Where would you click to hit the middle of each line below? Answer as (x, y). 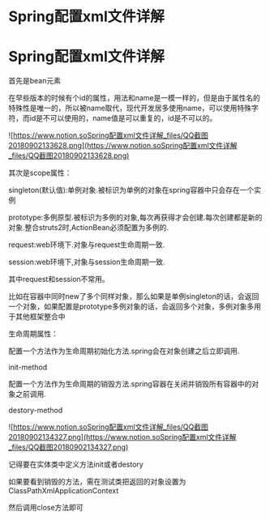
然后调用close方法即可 (46, 508)
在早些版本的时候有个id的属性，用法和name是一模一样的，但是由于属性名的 (135, 98)
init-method (28, 367)
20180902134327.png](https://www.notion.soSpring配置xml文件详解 (122, 437)
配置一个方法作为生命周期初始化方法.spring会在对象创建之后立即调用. (124, 351)
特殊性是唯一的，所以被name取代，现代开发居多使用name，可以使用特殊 (130, 108)
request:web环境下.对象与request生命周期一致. (87, 245)
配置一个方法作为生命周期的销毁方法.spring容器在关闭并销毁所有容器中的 (130, 384)
